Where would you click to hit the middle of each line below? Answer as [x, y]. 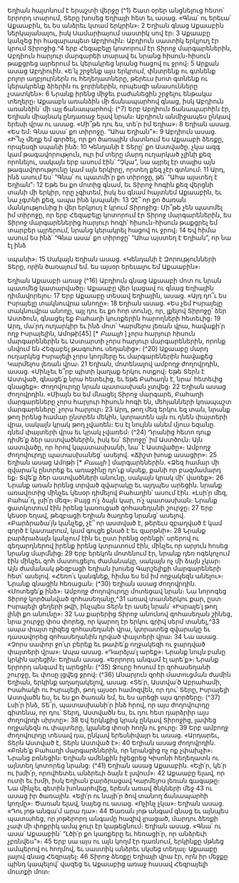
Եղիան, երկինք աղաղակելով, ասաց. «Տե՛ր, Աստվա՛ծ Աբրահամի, [115, 682]
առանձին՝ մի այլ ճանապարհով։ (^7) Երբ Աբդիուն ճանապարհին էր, [119, 109]
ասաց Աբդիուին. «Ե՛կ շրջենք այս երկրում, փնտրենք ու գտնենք [112, 71]
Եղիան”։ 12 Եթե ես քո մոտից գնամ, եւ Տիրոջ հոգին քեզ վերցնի [111, 184]
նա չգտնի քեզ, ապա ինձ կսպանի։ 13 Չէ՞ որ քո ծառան [97, 200]
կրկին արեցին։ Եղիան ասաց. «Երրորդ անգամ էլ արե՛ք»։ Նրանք [113, 659]
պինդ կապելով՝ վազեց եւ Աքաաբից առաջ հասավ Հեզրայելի [108, 864]
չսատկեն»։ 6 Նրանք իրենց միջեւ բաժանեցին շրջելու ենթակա [110, 93]
